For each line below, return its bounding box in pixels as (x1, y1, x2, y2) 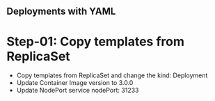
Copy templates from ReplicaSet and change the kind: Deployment (16, 71, 208, 79)
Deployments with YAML (6, 6, 116, 17)
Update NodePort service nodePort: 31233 (16, 86, 139, 95)
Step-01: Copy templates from (6, 33, 185, 49)
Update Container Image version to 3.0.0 (16, 79, 134, 87)
